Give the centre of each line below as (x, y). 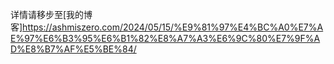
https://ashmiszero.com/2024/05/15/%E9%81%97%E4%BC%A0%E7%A (173, 27)
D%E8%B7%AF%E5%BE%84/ (73, 49)
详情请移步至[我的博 (51, 14)
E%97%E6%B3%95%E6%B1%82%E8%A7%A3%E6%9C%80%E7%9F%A (165, 38)
